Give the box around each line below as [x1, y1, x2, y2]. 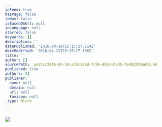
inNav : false [5, 16, 32, 21]
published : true [5, 67, 38, 72]
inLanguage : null [5, 26, 41, 31]
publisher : [5, 76, 28, 81]
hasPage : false [5, 12, 36, 17]
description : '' [5, 39, 38, 44]
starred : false [5, 30, 36, 35]
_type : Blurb [5, 99, 32, 104]
